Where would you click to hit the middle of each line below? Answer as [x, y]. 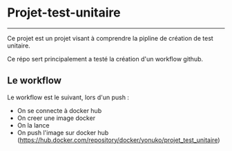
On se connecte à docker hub [59, 110]
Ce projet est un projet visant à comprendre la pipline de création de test [110, 38]
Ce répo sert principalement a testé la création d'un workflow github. [105, 59]
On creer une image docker [56, 118]
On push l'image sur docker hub [63, 132]
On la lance [33, 125]
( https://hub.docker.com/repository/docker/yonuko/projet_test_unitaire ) [118, 140]
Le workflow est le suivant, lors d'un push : [68, 97]
